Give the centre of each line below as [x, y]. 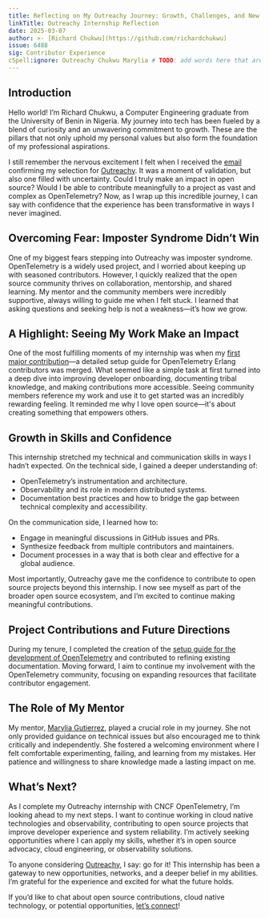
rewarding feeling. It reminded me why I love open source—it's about [122, 404]
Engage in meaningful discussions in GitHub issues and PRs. [120, 538]
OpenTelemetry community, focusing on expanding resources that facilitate [132, 674]
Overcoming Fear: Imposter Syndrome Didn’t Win [134, 239]
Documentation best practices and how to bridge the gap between [130, 499]
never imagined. [35, 212]
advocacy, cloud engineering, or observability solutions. [101, 849]
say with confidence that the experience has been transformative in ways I [131, 204]
